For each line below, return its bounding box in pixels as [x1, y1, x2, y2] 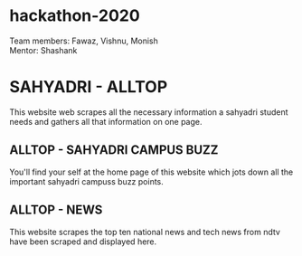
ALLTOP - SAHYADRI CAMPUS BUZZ [9, 142, 219, 158]
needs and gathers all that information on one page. [9, 116, 203, 127]
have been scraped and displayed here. [9, 236, 157, 247]
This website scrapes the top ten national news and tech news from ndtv [9, 226, 280, 237]
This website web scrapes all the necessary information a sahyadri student [9, 106, 288, 118]
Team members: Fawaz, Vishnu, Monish [9, 35, 158, 46]
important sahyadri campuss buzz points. [9, 175, 165, 186]
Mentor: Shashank [9, 44, 78, 55]
